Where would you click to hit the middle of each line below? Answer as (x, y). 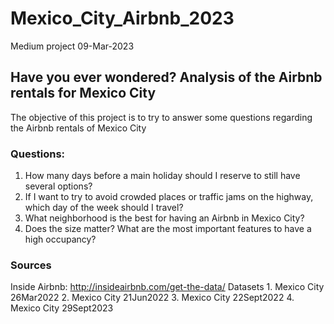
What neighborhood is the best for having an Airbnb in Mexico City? (164, 218)
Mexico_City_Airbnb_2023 (122, 18)
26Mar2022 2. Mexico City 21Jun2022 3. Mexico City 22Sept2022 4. (152, 298)
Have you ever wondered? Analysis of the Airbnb (166, 77)
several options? (58, 186)
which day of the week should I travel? (104, 208)
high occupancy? (60, 239)
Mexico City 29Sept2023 (62, 308)
